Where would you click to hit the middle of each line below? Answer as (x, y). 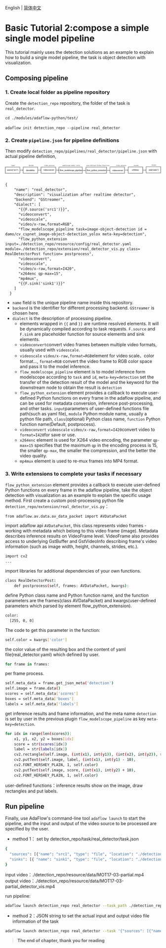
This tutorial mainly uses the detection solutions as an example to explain (80, 52)
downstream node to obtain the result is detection (71, 388)
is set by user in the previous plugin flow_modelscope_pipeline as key (76, 719)
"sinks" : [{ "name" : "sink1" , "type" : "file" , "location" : (72, 860)
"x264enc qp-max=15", (41, 274)
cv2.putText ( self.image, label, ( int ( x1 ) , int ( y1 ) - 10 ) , (75, 760)
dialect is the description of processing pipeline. (62, 319)
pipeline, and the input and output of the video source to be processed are (81, 824)
